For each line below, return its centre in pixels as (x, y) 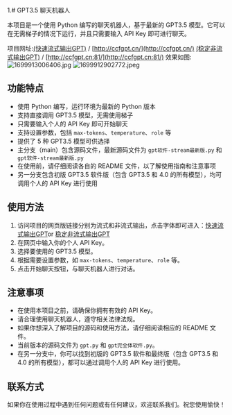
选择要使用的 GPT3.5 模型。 (57, 251)
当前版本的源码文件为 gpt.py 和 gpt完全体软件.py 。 (88, 345)
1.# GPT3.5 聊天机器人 (39, 10)
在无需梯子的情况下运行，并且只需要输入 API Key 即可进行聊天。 (99, 34)
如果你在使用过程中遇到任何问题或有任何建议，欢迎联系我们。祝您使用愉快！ (116, 405)
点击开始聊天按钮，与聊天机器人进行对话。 (78, 269)
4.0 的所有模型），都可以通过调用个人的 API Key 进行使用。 (101, 362)
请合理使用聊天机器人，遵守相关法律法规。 (78, 319)
